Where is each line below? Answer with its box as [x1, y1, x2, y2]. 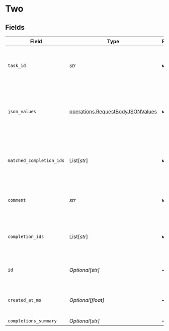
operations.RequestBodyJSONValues [69, 108, 157, 115]
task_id [8, 63, 26, 68]
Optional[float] [69, 297, 105, 303]
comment [8, 197, 26, 203]
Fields [5, 23, 25, 32]
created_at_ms [8, 297, 42, 303]
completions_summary [8, 318, 57, 323]
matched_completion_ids [8, 158, 65, 163]
